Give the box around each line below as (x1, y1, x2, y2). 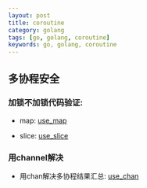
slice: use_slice (19, 131, 69, 140)
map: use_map (19, 116, 67, 125)
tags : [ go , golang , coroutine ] (8, 33, 110, 42)
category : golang (8, 26, 65, 34)
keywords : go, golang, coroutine (8, 41, 117, 49)
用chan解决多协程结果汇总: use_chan (19, 171, 139, 181)
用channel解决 (8, 152, 64, 163)
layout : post (8, 11, 51, 20)
